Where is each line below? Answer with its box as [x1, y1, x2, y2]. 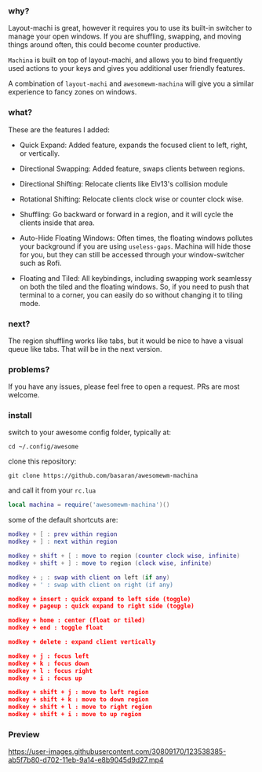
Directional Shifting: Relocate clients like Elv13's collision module [19, 179, 228, 188]
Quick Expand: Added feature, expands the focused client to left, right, [19, 140, 248, 150]
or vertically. [19, 148, 60, 158]
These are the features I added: [8, 124, 110, 135]
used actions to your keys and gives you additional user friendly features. [8, 64, 246, 73]
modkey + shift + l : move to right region [8, 703, 153, 711]
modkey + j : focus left [8, 652, 89, 660]
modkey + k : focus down [8, 659, 89, 667]
